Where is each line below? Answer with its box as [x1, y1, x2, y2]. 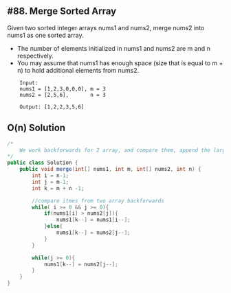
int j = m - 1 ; [32, 178, 69, 185]
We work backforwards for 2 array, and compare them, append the [19, 147, 211, 154]
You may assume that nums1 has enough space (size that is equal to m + [16, 58, 223, 67]
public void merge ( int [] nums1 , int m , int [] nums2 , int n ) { [19, 166, 201, 173]
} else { [43, 223, 63, 230]
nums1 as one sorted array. [7, 31, 84, 39]
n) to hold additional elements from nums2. [16, 66, 140, 74]
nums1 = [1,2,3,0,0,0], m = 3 [19, 85, 107, 92]
